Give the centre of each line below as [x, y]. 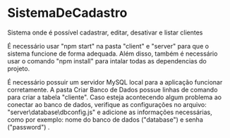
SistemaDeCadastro [67, 13]
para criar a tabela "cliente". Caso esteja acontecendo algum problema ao [115, 97]
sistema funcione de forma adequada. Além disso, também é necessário [113, 54]
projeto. [19, 68]
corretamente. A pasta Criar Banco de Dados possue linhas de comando [113, 89]
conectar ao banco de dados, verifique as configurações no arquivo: [107, 104]
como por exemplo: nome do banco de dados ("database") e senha [105, 119]
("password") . [29, 127]
